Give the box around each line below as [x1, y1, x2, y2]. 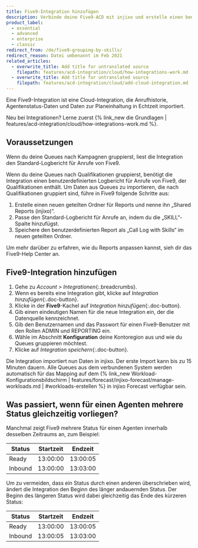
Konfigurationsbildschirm [6, 376, 67, 383]
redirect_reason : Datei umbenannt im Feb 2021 [6, 53, 123, 59]
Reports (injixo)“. [14, 207, 55, 215]
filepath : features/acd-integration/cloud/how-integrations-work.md [16, 69, 189, 75]
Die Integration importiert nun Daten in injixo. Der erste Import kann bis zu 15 [6, 357, 192, 364]
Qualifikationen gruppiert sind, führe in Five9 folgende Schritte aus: [6, 190, 170, 197]
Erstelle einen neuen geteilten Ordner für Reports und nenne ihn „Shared [14, 201, 192, 208]
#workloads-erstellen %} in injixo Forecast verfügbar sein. [45, 382, 187, 390]
